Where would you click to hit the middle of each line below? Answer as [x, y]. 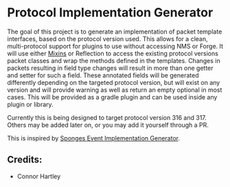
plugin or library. [30, 104]
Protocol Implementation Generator [110, 13]
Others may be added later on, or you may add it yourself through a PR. [108, 125]
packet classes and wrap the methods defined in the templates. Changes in [114, 60]
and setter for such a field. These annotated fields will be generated [103, 75]
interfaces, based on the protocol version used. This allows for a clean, [107, 38]
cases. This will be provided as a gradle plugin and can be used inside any [112, 97]
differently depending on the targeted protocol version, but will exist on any [114, 82]
